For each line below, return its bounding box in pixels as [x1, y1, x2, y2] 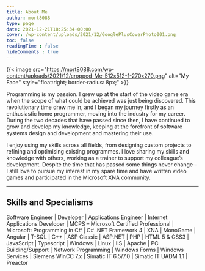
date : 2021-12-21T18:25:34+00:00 [6, 26, 92, 32]
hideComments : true [6, 49, 59, 55]
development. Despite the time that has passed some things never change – [6, 160, 197, 168]
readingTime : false [6, 43, 59, 50]
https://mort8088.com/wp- [46, 65, 115, 73]
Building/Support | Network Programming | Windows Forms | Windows [6, 246, 184, 253]
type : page [6, 20, 34, 26]
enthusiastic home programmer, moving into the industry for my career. [6, 110, 185, 117]
